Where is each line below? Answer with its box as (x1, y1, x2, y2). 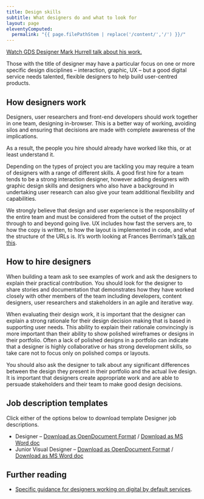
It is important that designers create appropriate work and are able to (6, 374, 179, 381)
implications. (6, 132, 38, 140)
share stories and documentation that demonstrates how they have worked (6, 285, 194, 293)
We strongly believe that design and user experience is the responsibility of (6, 206, 195, 214)
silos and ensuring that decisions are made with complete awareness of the (6, 126, 195, 133)
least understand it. (6, 150, 55, 158)
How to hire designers (6, 257, 92, 267)
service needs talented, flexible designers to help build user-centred (6, 73, 178, 80)
